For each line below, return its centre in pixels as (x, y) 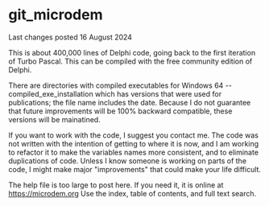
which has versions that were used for (159, 93)
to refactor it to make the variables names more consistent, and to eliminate (134, 152)
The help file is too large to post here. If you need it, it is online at (116, 185)
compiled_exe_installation (51, 93)
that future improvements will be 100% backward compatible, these (120, 111)
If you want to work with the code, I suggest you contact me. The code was (134, 135)
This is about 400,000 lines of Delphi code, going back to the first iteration (132, 52)
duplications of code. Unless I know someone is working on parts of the (128, 161)
